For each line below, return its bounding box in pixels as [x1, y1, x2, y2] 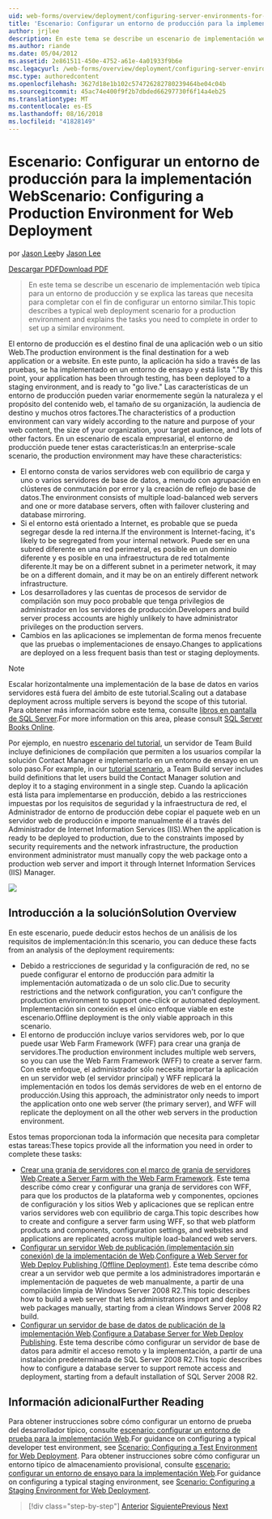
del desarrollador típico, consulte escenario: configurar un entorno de [8, 1426, 241, 1435]
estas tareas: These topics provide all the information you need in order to [8, 1140, 253, 1150]
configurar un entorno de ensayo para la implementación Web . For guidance [8, 1469, 261, 1478]
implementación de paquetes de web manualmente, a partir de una [19, 1276, 244, 1287]
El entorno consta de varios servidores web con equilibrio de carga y [19, 466, 251, 476]
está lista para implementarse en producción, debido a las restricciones [8, 789, 247, 800]
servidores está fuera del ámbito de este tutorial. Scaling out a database [8, 688, 247, 697]
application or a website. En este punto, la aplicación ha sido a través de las [8, 356, 261, 365]
